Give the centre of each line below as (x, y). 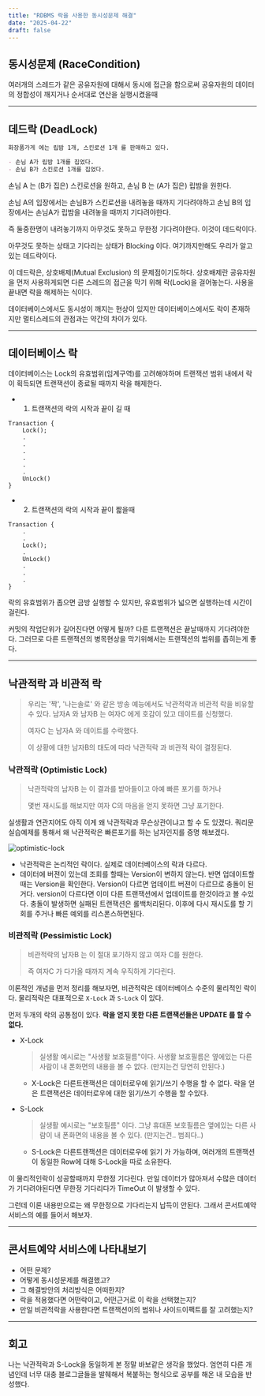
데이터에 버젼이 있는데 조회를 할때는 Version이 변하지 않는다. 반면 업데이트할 (137, 874)
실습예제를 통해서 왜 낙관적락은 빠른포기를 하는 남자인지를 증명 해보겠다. (119, 832)
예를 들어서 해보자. (64, 1214)
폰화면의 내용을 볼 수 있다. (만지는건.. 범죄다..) (133, 1135)
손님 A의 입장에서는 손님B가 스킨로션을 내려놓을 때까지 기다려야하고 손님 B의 (125, 202)
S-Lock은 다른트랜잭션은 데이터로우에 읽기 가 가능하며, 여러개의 (129, 1151)
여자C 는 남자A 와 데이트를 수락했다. (83, 731)
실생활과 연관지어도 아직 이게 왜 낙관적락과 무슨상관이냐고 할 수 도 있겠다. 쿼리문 (131, 822)
